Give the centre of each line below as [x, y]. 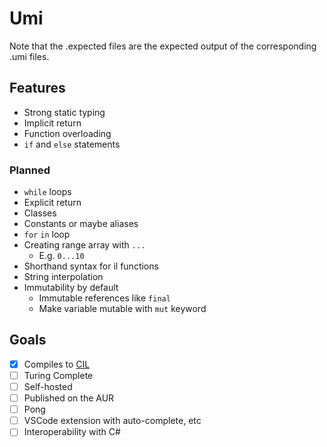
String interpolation [63, 277]
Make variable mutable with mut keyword [122, 309]
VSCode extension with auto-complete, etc [112, 421]
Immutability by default [71, 288]
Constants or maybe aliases [81, 224]
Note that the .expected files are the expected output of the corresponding [163, 46]
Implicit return [52, 123]
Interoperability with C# [72, 432]
